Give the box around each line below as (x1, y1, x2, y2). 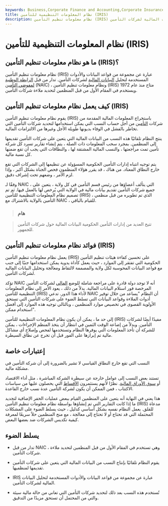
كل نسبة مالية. (5, 151, 32, 158)
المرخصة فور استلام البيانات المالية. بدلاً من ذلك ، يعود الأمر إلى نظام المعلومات (5, 285, 151, 291)
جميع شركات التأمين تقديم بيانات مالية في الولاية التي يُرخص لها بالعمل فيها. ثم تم (5, 187, 155, 193)
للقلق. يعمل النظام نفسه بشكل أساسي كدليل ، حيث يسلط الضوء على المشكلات (5, 406, 154, 412)
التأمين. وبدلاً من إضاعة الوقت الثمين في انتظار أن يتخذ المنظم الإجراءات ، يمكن (5, 321, 152, 328)
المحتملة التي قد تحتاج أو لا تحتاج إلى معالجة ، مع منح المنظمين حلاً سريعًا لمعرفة (5, 411, 153, 417)
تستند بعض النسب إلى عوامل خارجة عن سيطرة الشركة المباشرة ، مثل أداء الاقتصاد (5, 375, 159, 381)
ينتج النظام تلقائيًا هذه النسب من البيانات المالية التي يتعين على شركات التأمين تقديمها (5, 136, 162, 142)
